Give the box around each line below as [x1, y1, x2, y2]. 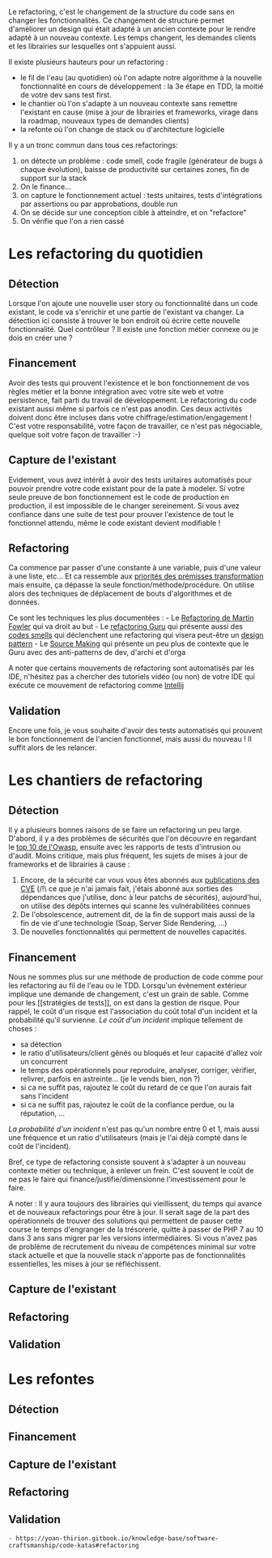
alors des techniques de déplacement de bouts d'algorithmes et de [8, 588, 232, 599]
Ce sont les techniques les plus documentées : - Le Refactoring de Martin [8, 613, 254, 623]
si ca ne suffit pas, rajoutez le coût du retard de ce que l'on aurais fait [19, 1082, 253, 1092]
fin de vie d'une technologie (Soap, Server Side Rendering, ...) [19, 919, 227, 928]
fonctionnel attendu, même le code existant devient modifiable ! [8, 518, 221, 527]
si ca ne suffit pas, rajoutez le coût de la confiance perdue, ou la [19, 1100, 235, 1110]
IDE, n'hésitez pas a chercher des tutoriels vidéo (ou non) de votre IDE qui [8, 672, 255, 682]
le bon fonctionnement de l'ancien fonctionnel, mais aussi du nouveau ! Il [8, 734, 253, 744]
